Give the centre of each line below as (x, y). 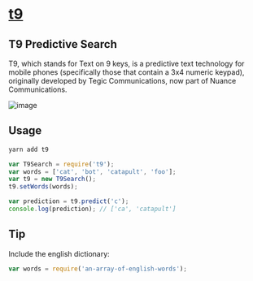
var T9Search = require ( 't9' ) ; (61, 164)
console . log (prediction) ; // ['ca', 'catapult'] (92, 209)
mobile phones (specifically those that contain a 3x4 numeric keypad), (126, 72)
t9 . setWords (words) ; (44, 187)
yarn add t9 (28, 149)
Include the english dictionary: (59, 253)
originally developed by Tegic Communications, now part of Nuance (122, 81)
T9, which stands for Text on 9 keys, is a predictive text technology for (126, 63)
